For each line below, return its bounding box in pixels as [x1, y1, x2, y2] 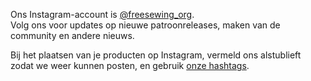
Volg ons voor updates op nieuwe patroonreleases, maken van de [10, 19, 281, 31]
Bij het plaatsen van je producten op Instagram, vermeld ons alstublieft [10, 49, 302, 61]
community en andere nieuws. [10, 30, 135, 41]
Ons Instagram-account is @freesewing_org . [10, 9, 195, 20]
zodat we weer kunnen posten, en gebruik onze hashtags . [10, 60, 250, 71]
